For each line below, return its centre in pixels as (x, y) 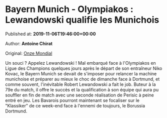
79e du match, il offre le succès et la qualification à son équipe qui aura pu (82, 89)
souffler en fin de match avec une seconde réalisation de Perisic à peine (79, 95)
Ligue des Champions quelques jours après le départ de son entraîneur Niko (84, 68)
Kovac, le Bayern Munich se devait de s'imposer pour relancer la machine (81, 73)
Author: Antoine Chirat (29, 43)
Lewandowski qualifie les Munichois (82, 20)
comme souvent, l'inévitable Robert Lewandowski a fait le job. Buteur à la (80, 84)
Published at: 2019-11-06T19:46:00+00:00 (50, 34)
